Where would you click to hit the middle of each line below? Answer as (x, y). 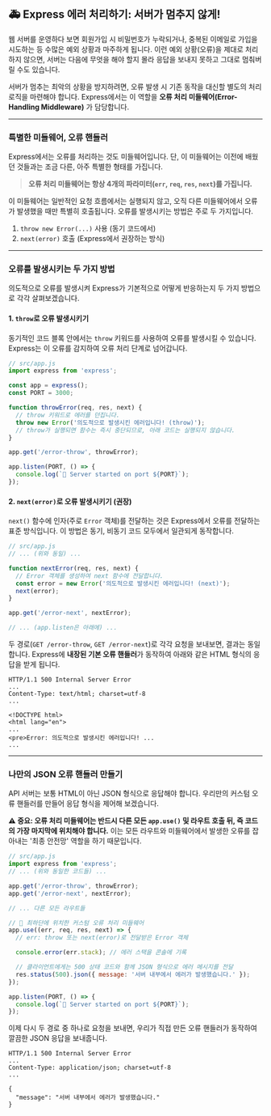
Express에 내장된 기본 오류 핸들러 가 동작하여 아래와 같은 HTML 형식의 (142, 655)
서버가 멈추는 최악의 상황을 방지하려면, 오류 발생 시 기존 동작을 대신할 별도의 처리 (135, 87)
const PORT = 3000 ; (41, 393)
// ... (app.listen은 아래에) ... (63, 628)
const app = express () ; (48, 386)
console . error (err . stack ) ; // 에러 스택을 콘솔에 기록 (101, 953)
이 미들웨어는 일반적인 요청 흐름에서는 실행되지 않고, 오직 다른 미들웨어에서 (126, 202)
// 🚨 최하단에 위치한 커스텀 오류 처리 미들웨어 (76, 923)
